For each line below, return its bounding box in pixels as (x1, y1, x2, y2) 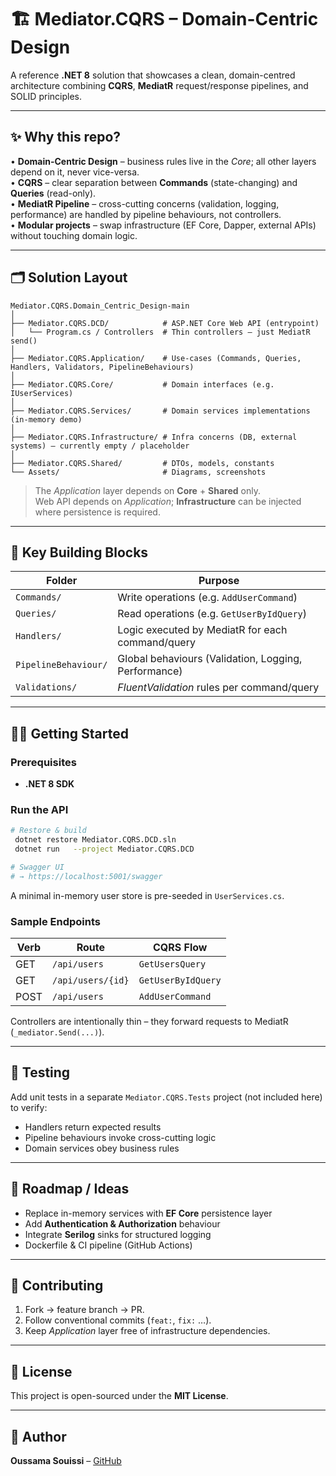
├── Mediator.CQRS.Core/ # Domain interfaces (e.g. (10, 379, 275, 390)
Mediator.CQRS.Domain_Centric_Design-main (10, 301, 190, 311)
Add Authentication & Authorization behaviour (24, 1217, 221, 1230)
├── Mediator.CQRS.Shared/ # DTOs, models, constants (10, 458, 275, 468)
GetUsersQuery (138, 959, 207, 970)
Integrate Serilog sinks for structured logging (24, 1228, 212, 1240)
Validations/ (15, 682, 78, 693)
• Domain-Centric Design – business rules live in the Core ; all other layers (10, 155, 317, 167)
